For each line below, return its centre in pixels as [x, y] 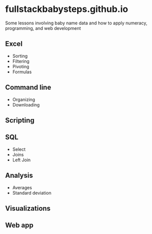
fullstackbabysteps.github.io [67, 9]
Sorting [20, 56]
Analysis [19, 175]
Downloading [26, 105]
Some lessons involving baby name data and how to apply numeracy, [76, 23]
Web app [19, 225]
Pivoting [21, 66]
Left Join [21, 160]
